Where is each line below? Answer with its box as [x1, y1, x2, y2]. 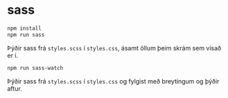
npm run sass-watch [7, 64, 64, 71]
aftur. [7, 84, 22, 92]
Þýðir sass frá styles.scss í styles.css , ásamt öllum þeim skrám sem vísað [7, 43, 222, 52]
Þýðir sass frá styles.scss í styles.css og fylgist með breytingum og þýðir [7, 77, 220, 85]
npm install [7, 25, 42, 32]
